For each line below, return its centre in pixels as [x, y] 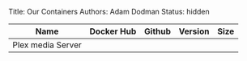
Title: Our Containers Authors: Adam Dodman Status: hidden [109, 12]
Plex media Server [47, 45]
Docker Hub [113, 31]
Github [158, 31]
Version [194, 31]
